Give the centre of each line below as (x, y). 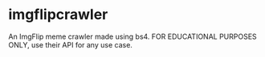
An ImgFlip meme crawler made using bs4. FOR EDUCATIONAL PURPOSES (132, 36)
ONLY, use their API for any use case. (70, 44)
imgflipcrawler (58, 15)
